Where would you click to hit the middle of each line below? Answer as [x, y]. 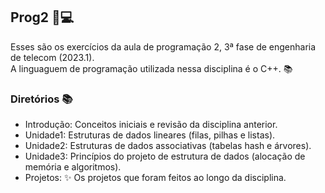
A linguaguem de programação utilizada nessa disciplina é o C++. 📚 [151, 68]
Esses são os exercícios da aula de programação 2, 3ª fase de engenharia [163, 46]
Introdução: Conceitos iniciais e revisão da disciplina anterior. [151, 125]
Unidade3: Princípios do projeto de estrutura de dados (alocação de [165, 156]
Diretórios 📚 [41, 99]
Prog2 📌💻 [42, 17]
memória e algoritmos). [73, 167]
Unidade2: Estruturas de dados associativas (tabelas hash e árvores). [168, 146]
